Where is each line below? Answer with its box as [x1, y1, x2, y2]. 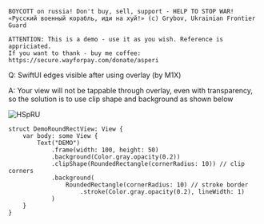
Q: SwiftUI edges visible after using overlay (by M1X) [8, 70, 182, 80]
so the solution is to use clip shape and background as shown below [8, 94, 234, 104]
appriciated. [8, 42, 52, 50]
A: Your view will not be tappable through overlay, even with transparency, [8, 86, 254, 95]
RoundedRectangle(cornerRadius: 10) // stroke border [65, 181, 249, 189]
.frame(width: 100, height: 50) [50, 146, 159, 154]
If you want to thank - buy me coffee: [8, 49, 142, 57]
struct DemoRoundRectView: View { [8, 125, 124, 133]
